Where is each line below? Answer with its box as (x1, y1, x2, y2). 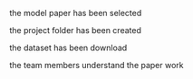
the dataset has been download (9, 42, 128, 53)
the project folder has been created (9, 25, 142, 35)
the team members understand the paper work (9, 60, 184, 70)
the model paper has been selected (9, 8, 142, 18)
